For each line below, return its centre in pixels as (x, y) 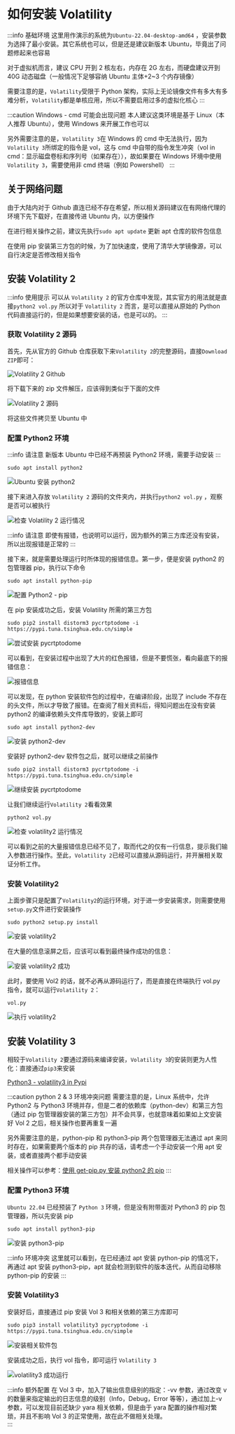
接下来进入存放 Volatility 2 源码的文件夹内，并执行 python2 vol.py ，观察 (115, 497)
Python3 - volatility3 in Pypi (47, 1082)
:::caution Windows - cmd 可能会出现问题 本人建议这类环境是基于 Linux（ (113, 115)
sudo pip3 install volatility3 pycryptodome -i (78, 1325)
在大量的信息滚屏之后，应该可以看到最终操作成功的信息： (90, 952)
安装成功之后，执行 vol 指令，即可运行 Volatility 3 (82, 1360)
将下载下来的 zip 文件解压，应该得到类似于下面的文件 (84, 388)
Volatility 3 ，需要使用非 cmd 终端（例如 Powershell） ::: (91, 165)
